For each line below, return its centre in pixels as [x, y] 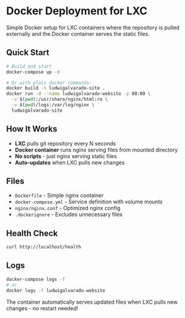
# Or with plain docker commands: [49, 83]
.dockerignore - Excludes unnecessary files [69, 214]
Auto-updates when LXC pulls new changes [70, 162]
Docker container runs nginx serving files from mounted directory [96, 150]
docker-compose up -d [33, 72]
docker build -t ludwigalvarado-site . [56, 88]
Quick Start [28, 53]
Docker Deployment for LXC [77, 11]
